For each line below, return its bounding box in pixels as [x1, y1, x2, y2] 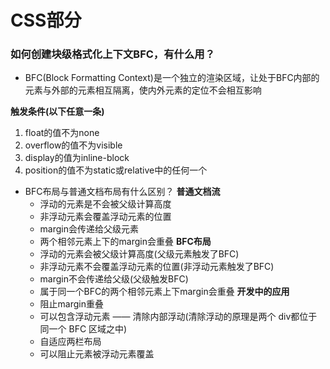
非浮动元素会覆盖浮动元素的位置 [39, 211, 172, 223]
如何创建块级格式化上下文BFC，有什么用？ [10, 47, 215, 61]
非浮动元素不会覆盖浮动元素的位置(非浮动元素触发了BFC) [39, 261, 275, 273]
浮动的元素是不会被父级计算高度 [39, 198, 172, 210]
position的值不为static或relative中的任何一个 [24, 164, 208, 176]
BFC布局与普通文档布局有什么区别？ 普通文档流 [24, 186, 221, 198]
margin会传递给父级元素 [39, 223, 140, 235]
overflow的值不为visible [24, 139, 123, 151]
